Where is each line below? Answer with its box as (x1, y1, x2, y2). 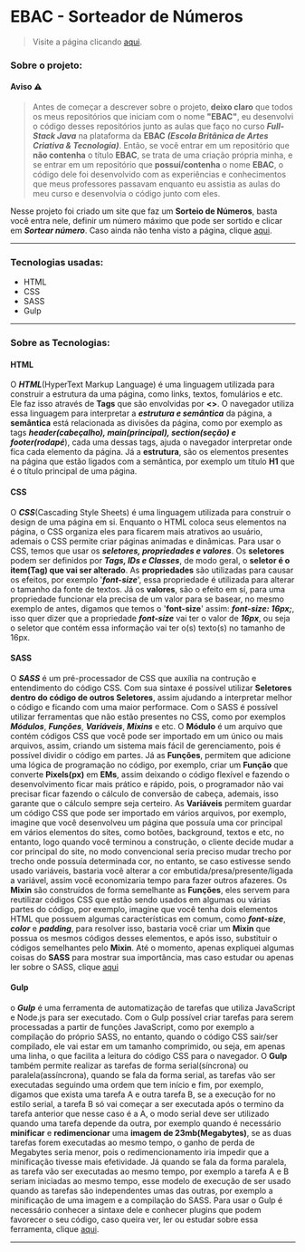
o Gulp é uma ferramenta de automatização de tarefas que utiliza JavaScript (10, 1003, 296, 1014)
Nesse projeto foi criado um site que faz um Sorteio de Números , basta (10, 206, 278, 217)
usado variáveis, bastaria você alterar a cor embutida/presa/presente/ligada (10, 865, 293, 876)
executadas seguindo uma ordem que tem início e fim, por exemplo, (10, 1080, 264, 1091)
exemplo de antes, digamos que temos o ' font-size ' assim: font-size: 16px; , (10, 602, 295, 613)
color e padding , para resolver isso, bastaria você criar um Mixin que (10, 922, 271, 934)
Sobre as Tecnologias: (10, 337, 111, 350)
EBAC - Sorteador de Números (10, 6, 243, 27)
